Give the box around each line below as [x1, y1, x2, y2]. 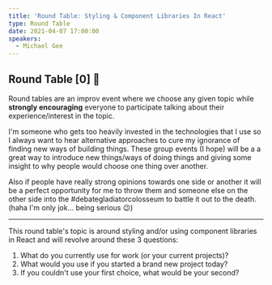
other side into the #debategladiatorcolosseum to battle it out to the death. [8, 194, 257, 204]
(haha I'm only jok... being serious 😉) [8, 202, 134, 212]
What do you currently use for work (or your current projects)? [19, 250, 229, 260]
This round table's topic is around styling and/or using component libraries [8, 226, 257, 235]
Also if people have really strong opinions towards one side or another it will [8, 176, 261, 187]
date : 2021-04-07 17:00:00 [8, 27, 100, 35]
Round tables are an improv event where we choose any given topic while [8, 93, 254, 103]
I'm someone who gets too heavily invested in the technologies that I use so [8, 127, 261, 136]
